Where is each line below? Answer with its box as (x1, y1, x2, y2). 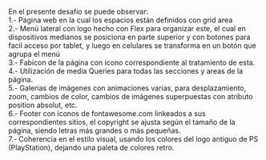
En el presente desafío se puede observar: (8, 7, 149, 16)
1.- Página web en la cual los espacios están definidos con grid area (8, 15, 233, 25)
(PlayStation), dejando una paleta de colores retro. (8, 143, 175, 152)
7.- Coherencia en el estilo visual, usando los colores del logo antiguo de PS (8, 134, 259, 143)
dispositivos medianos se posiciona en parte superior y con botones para (8, 32, 251, 42)
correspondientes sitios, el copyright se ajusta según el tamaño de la (8, 118, 236, 126)
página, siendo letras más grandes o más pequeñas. (8, 126, 181, 135)
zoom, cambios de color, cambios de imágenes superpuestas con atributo (8, 92, 254, 101)
